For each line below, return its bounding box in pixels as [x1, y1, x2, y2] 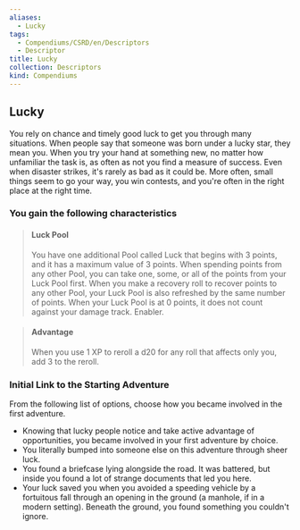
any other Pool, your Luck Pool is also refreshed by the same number [30, 287, 286, 298]
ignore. [21, 511, 49, 522]
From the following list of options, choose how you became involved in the [9, 399, 283, 409]
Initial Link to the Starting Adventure [9, 378, 170, 391]
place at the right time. [9, 185, 92, 196]
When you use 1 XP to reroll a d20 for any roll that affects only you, [30, 346, 278, 358]
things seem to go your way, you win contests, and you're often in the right [9, 175, 285, 186]
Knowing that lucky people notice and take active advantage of [21, 425, 254, 436]
